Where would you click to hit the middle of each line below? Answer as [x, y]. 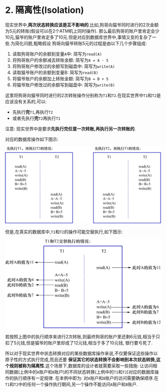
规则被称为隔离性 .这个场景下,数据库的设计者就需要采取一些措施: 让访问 [81, 366]
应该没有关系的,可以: [26, 101]
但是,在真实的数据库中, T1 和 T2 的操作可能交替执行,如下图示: [64, 232]
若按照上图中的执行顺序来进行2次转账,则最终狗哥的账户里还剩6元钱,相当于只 [83, 337]
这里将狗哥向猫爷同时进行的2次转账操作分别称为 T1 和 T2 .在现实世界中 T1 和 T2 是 [83, 95]
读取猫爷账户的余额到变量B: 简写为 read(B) [55, 72]
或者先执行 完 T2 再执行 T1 [36, 118]
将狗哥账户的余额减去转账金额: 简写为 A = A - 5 [60, 60]
